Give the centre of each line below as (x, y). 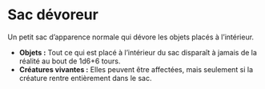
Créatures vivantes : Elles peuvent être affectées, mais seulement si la (136, 69)
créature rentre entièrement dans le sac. (85, 78)
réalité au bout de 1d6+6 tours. (70, 61)
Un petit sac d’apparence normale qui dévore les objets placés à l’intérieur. (130, 37)
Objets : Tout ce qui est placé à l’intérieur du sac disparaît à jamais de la (138, 52)
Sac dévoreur (53, 15)
